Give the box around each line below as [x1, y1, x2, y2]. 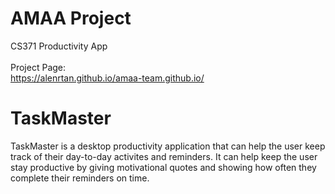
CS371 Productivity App [10, 40, 108, 52]
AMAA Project [10, 7, 132, 30]
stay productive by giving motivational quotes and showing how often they [10, 161, 317, 173]
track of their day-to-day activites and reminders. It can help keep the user [10, 150, 318, 162]
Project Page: [10, 61, 67, 73]
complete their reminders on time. [10, 172, 150, 184]
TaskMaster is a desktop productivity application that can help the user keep [10, 140, 326, 152]
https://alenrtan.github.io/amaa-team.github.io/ [10, 72, 205, 84]
